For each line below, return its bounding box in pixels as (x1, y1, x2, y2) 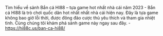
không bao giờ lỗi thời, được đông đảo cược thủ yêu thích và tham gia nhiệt (5, 15, 155, 20)
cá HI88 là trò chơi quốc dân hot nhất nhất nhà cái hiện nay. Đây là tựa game (5, 10, 159, 16)
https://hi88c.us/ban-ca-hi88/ (5, 25, 66, 31)
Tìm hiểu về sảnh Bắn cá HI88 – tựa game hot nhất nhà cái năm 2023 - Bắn (5, 5, 156, 10)
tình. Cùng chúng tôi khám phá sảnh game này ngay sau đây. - (5, 20, 130, 26)
